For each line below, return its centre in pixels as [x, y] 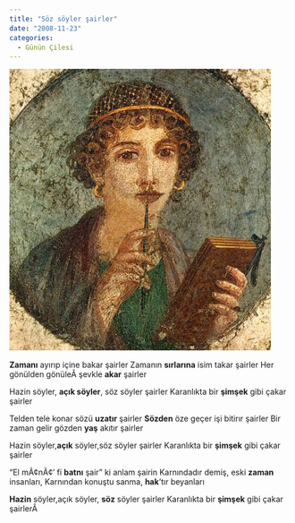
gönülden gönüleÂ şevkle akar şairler [78, 374]
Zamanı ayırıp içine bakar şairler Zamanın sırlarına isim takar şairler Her [142, 365]
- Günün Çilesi [46, 47]
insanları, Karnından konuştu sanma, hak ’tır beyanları [107, 482]
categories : [31, 38]
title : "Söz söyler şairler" [63, 19]
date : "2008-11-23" [46, 28]
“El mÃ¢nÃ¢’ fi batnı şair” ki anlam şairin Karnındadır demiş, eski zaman [142, 472]
